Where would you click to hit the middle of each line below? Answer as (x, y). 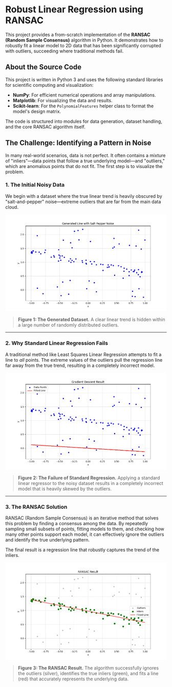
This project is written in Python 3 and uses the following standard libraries (84, 79)
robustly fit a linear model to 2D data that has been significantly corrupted (83, 45)
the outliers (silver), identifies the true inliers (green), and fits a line (88, 673)
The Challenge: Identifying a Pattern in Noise (78, 143)
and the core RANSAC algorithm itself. (45, 126)
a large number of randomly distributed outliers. (68, 325)
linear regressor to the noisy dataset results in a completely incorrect (91, 483)
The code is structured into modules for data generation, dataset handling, (84, 121)
